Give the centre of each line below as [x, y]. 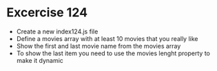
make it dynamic [40, 60]
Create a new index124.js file [57, 31]
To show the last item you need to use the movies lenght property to [113, 53]
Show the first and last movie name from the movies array [99, 46]
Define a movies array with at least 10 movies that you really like [107, 38]
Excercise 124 [47, 13]
